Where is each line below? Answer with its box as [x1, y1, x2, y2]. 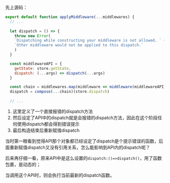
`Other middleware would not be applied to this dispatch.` [14, 42, 144, 48]
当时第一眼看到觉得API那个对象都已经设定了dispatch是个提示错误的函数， [5, 138, 159, 144]
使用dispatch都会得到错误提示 [17, 121, 80, 127]
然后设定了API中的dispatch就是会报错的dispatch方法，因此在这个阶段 [12, 114, 158, 120]
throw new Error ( [14, 33, 51, 38]
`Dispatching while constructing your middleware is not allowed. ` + [14, 38, 166, 43]
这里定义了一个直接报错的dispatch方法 [12, 108, 93, 114]
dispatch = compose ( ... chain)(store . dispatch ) [10, 89, 110, 95]
